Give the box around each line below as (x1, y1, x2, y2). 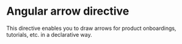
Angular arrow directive (6, 4, 129, 18)
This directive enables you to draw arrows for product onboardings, (6, 24, 177, 32)
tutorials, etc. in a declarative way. (6, 31, 93, 38)
